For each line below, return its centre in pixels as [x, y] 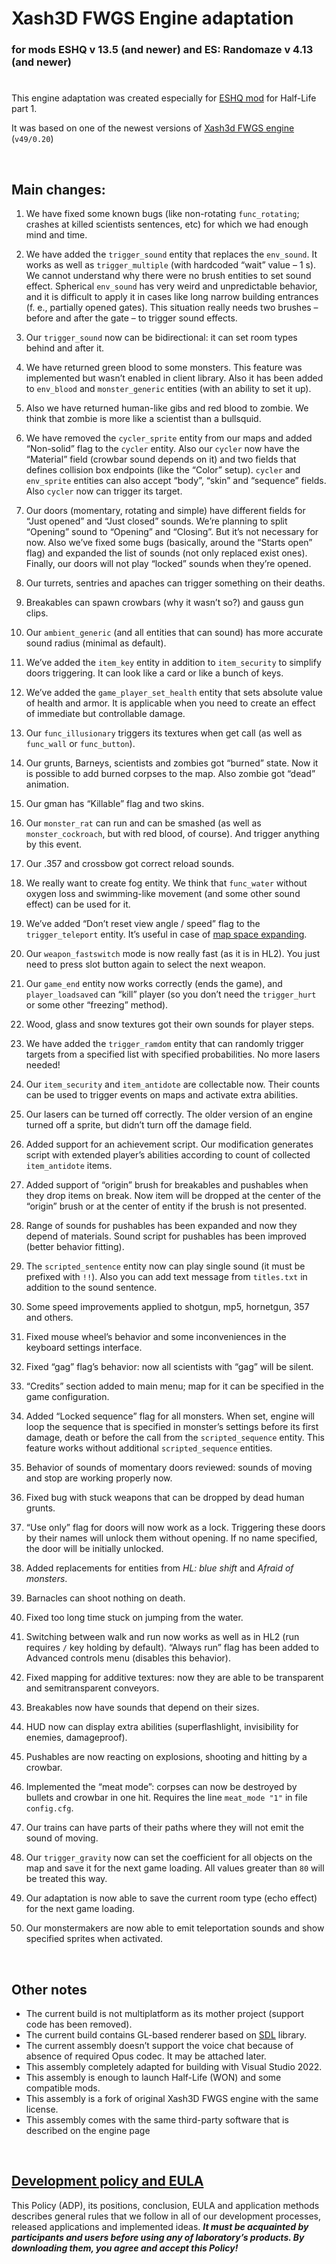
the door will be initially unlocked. [94, 1549]
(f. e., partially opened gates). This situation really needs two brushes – [172, 308]
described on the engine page [88, 2130]
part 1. [24, 109]
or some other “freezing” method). [97, 1005]
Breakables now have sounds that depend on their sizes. [142, 1708]
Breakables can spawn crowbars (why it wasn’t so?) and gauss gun [164, 603]
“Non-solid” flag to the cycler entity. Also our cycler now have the [162, 449]
